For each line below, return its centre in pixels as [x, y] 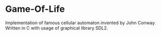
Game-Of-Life [35, 9]
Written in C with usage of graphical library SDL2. [57, 28]
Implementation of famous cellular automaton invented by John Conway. [81, 23]
